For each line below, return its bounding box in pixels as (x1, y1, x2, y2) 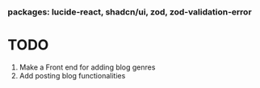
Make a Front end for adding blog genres (19, 62, 156, 72)
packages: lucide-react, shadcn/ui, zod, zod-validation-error (7, 6, 252, 18)
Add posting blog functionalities (19, 70, 126, 80)
